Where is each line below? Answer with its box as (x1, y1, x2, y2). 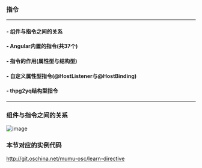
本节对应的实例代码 (6, 141, 62, 149)
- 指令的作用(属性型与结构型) (6, 58, 78, 65)
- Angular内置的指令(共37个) (6, 43, 78, 50)
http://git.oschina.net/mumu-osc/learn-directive (6, 155, 125, 163)
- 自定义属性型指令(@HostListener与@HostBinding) (6, 72, 137, 79)
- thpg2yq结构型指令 (6, 87, 58, 94)
